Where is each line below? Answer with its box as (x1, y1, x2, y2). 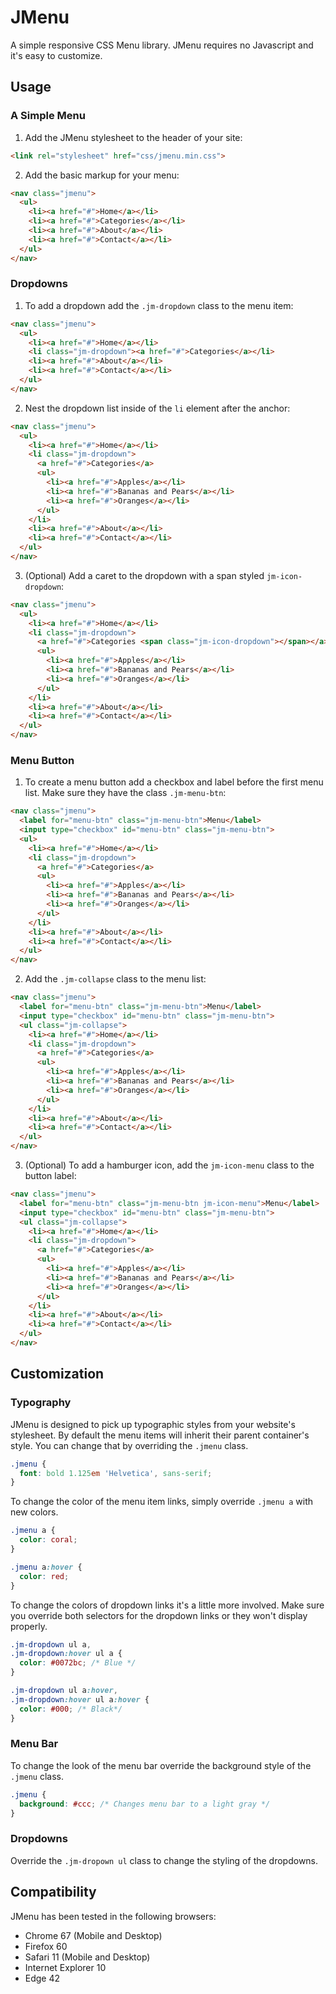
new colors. (10, 1506, 59, 1518)
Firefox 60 (24, 1940, 68, 1952)
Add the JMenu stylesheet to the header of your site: (24, 131, 243, 143)
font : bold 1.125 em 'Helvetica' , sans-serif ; (19, 1468, 213, 1478)
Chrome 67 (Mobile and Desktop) (24, 1929, 163, 1941)
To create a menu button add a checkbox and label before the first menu (24, 776, 324, 788)
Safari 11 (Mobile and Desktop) (24, 1951, 151, 1963)
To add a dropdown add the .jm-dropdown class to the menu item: (24, 299, 294, 311)
